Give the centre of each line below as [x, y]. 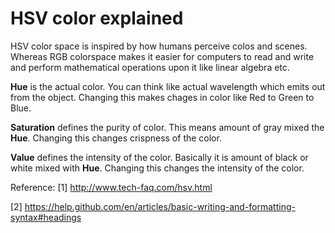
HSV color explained [97, 18]
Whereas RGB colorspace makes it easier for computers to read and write [162, 56]
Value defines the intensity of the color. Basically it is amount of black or [159, 157]
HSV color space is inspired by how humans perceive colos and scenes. [159, 46]
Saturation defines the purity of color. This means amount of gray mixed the [167, 127]
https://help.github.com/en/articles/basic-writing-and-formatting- [160, 206]
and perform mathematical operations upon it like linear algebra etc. [150, 67]
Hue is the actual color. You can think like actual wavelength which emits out [168, 86]
